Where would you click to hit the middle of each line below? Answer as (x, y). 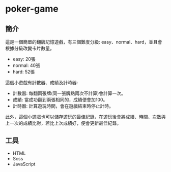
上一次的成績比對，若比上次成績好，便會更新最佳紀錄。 (63, 123)
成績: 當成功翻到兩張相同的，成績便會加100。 (60, 100)
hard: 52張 (24, 72)
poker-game (32, 9)
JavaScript (24, 164)
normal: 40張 (26, 65)
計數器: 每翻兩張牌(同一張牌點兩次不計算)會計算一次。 (69, 93)
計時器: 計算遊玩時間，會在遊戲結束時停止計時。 (63, 106)
